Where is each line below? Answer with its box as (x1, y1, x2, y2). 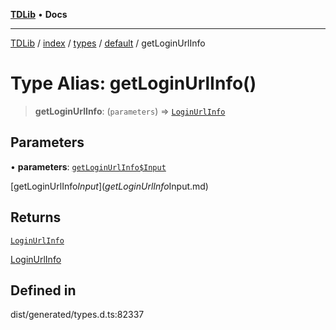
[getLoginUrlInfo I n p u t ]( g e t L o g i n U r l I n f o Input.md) (10, 180, 209, 192)
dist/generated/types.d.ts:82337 (10, 309, 145, 321)
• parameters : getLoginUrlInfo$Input (10, 160, 167, 173)
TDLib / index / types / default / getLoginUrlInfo (10, 37, 206, 49)
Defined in (10, 282, 77, 299)
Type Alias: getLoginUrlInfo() (10, 72, 257, 95)
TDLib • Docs (10, 9, 68, 20)
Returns (10, 209, 62, 226)
